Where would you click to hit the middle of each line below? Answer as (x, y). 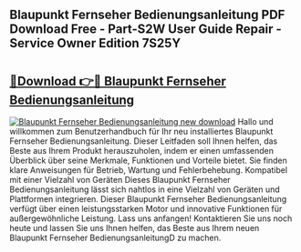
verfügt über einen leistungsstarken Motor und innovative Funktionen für (146, 209)
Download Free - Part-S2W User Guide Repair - (146, 30)
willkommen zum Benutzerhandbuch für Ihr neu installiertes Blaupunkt (141, 131)
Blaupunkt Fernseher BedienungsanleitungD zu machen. (115, 237)
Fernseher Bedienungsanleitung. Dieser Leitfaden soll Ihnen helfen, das (144, 141)
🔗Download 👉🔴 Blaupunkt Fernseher (118, 81)
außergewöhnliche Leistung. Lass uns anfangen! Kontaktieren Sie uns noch (151, 218)
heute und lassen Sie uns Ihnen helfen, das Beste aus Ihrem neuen (135, 228)
